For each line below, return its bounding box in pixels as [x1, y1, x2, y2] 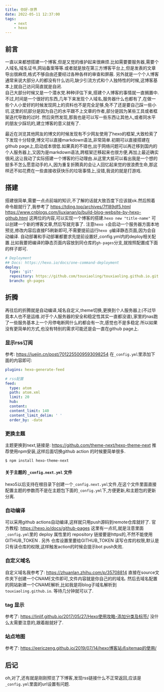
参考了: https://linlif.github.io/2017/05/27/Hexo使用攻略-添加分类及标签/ [5, 613, 149, 619]
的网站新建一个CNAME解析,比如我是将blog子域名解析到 [5, 581, 117, 588]
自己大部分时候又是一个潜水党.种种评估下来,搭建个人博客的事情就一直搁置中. [5, 90, 159, 95]
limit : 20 [9, 394, 29, 400]
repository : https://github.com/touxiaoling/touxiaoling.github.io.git [9, 274, 159, 279]
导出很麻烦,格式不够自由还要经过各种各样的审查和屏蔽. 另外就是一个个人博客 [5, 71, 159, 77]
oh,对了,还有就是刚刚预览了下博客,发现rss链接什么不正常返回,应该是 [5, 675, 141, 681]
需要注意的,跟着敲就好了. [13, 619, 64, 625]
